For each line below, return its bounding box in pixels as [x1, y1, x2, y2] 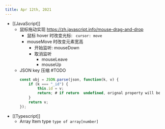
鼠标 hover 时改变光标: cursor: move [27, 32, 102, 38]
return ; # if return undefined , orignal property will [37, 91, 154, 96]
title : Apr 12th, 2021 [5, 7, 52, 12]
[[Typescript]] [12, 113, 41, 119]
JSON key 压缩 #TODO [19, 67, 66, 73]
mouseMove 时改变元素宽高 [27, 39, 83, 44]
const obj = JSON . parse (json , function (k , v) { [19, 77, 119, 82]
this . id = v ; [37, 86, 64, 91]
